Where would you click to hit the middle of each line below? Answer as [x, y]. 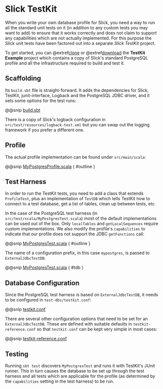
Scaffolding [23, 78]
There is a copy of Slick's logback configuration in [55, 119]
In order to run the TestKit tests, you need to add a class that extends [74, 193]
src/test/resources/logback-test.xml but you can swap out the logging [77, 124]
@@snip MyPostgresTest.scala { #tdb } [44, 267]
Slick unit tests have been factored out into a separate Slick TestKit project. [80, 43]
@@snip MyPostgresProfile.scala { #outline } [50, 166]
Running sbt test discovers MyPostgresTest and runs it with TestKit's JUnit [80, 366]
